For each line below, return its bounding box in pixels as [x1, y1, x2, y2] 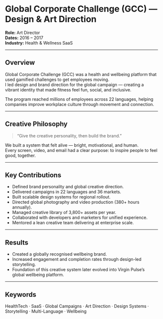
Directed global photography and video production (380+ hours [12, 199, 140, 205]
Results [5, 238, 29, 246]
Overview [5, 59, 35, 67]
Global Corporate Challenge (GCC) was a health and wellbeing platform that [5, 71, 157, 77]
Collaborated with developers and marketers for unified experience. [12, 214, 148, 221]
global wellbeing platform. [12, 272, 65, 278]
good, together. [5, 152, 36, 158]
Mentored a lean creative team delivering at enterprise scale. [12, 220, 134, 226]
